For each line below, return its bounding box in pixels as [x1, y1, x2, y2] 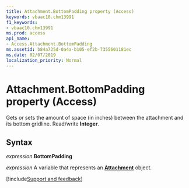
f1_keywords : [6, 19, 38, 25]
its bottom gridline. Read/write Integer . [6, 120, 100, 127]
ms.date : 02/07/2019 [6, 52, 57, 58]
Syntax [6, 137, 33, 147]
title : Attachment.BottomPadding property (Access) [6, 8, 134, 15]
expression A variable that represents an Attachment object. [6, 164, 152, 171]
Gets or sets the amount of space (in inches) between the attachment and [6, 114, 184, 121]
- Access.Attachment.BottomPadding [6, 41, 93, 47]
